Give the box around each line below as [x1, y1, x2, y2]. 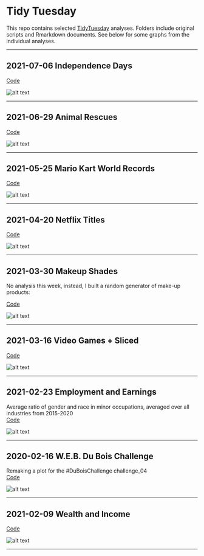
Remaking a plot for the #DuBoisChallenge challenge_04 [6, 467, 148, 474]
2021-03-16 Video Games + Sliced [6, 336, 139, 346]
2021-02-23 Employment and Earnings [6, 387, 157, 397]
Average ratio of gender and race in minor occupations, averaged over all [6, 403, 189, 410]
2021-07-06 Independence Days [6, 61, 132, 71]
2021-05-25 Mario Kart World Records [6, 163, 155, 174]
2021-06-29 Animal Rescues [6, 112, 118, 122]
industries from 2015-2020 [6, 409, 73, 417]
